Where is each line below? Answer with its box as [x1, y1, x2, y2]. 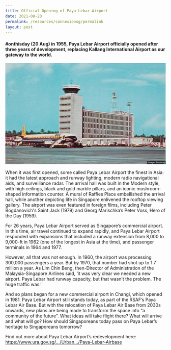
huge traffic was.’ [5, 281, 42, 288]
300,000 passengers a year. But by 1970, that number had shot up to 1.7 [5, 260, 156, 266]
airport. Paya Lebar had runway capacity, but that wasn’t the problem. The [5, 276, 161, 282]
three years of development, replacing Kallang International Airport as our [5, 46, 165, 52]
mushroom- [136, 186, 161, 192]
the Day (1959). [5, 213, 38, 219]
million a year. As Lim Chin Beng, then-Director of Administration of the [5, 265, 154, 271]
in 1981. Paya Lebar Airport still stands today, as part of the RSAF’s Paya [5, 296, 156, 303]
